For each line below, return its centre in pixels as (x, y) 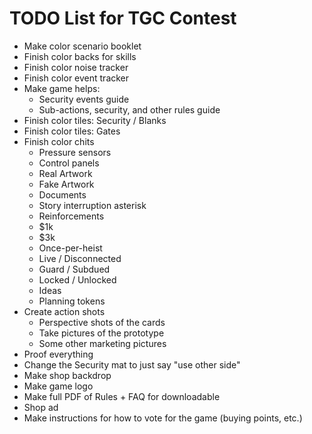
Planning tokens (72, 301)
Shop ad (41, 407)
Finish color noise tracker (76, 67)
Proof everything (58, 354)
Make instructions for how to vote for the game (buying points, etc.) (163, 418)
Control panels (69, 163)
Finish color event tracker (76, 78)
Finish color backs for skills (80, 56)
